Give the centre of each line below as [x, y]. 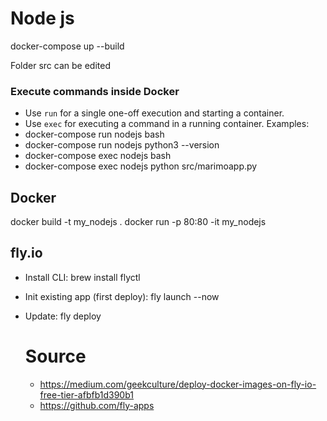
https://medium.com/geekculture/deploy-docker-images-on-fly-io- [178, 384]
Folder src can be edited [60, 65]
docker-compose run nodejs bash [94, 134]
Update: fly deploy [63, 316]
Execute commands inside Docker [95, 91]
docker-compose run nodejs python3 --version [122, 145]
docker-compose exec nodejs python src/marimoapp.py [141, 166]
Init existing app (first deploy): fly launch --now [122, 296]
